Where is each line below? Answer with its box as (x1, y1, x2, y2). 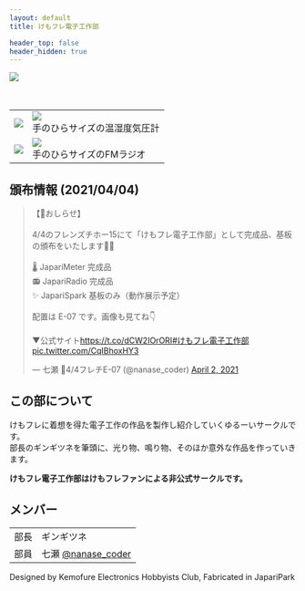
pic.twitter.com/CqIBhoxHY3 (31, 346, 139, 357)
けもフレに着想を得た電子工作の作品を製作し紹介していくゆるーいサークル (9, 419, 289, 430)
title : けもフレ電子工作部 (9, 22, 100, 31)
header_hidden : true (9, 47, 88, 56)
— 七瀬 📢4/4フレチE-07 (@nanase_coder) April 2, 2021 (31, 364, 239, 375)
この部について (9, 393, 94, 409)
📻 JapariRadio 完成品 (31, 275, 114, 287)
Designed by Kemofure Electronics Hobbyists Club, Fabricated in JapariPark (9, 571, 296, 582)
